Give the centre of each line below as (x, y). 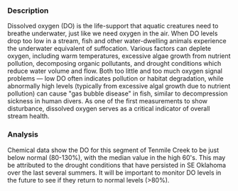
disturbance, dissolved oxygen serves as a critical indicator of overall (109, 109)
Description (28, 11)
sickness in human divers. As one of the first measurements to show (108, 101)
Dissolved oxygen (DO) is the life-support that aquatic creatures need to (113, 26)
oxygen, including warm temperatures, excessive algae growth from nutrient (119, 56)
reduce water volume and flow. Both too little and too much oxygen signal (115, 71)
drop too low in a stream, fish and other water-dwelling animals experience (117, 41)
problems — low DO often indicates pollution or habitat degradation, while (115, 79)
